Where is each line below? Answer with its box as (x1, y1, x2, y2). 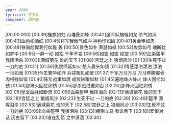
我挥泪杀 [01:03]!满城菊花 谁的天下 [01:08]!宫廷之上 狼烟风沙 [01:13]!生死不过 (5, 57, 166, 63)
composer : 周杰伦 (5, 17, 40, 22)
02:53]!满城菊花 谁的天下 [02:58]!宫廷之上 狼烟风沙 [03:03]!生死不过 (21, 102, 165, 108)
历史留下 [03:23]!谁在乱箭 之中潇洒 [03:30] (11, 114, 101, 120)
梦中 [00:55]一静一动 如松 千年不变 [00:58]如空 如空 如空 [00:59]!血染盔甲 (9, 51, 165, 57)
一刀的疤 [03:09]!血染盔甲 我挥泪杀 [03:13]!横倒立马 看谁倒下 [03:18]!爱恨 (5, 108, 159, 114)
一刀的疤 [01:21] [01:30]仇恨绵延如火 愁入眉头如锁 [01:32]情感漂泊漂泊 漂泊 (5, 63, 162, 69)
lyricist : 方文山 (5, 12, 40, 17)
